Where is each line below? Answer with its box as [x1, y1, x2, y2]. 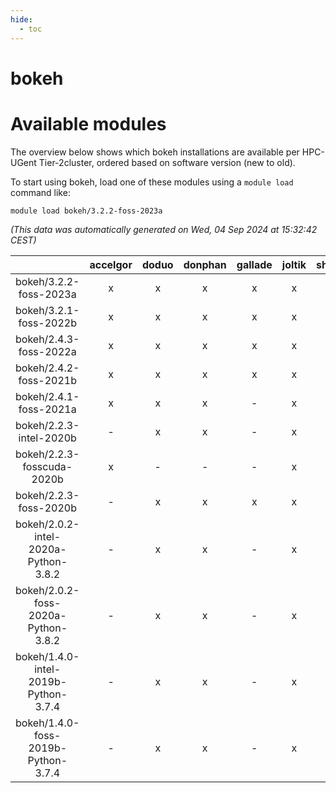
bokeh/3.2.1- [15, 303, 80, 317]
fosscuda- [22, 459, 73, 473]
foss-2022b [18, 316, 78, 330]
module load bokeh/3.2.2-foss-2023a [10, 206, 163, 216]
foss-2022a [18, 344, 77, 358]
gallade [236, 257, 273, 271]
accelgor [89, 257, 133, 271]
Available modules [10, 112, 167, 135]
